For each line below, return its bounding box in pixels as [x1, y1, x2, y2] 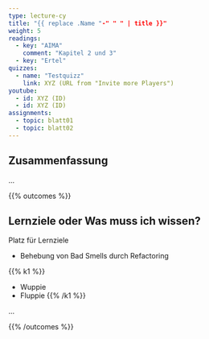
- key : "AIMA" [15, 42, 63, 50]
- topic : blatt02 [15, 124, 74, 132]
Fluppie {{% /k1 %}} [19, 291, 87, 300]
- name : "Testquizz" [15, 72, 84, 80]
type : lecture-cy [8, 11, 67, 20]
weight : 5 [8, 27, 42, 35]
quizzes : [8, 64, 38, 72]
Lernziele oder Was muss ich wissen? [8, 214, 201, 228]
